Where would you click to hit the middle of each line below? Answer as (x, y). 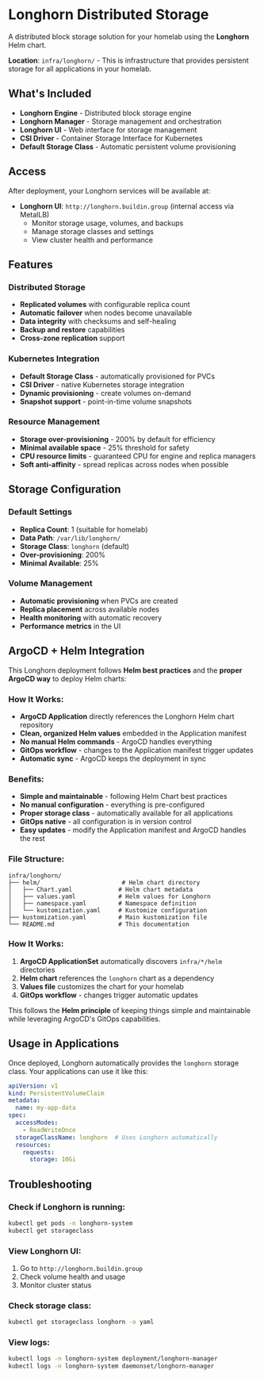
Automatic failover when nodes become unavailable (106, 313)
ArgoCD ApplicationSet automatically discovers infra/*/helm (121, 961)
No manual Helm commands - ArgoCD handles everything (116, 741)
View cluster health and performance (92, 240)
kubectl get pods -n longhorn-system (71, 1223)
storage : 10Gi (53, 1160)
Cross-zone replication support (72, 338)
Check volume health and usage (72, 1276)
